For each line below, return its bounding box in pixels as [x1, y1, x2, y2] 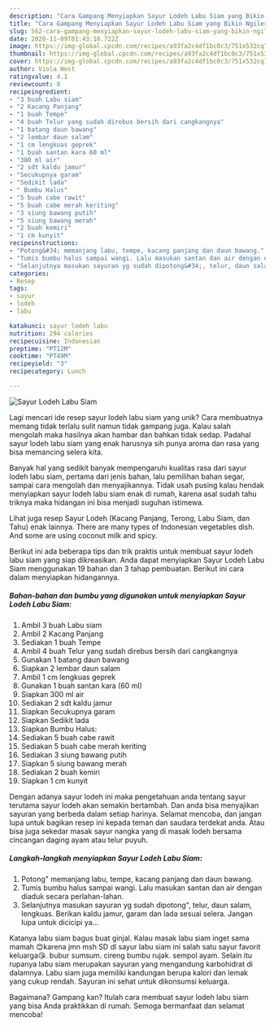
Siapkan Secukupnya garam [20, 706, 115, 717]
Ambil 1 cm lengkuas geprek [20, 672, 116, 682]
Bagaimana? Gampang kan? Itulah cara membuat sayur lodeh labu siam [9, 992, 249, 1002]
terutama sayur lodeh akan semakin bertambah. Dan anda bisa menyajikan [9, 800, 259, 810]
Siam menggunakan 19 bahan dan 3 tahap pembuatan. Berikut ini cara [9, 563, 245, 573]
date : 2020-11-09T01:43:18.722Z [9, 34, 119, 43]
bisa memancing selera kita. [9, 447, 103, 457]
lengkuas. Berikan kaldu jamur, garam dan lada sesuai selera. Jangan [20, 909, 253, 919]
